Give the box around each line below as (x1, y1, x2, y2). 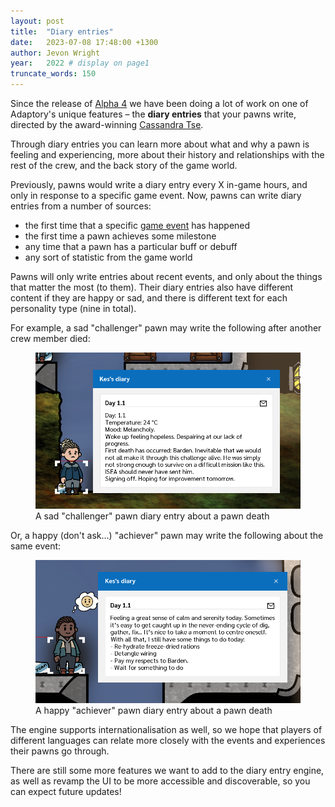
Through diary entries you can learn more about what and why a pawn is (10, 138, 310, 150)
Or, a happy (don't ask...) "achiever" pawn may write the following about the (10, 529, 324, 541)
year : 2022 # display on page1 (10, 58, 150, 69)
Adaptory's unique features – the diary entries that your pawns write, (10, 108, 297, 120)
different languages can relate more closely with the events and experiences (10, 734, 326, 746)
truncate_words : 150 (10, 69, 97, 79)
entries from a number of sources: (10, 200, 152, 212)
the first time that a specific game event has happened (24, 220, 251, 231)
